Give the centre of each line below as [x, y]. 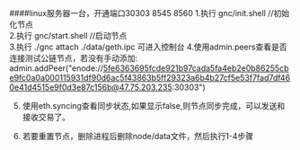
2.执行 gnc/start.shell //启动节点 [68, 35]
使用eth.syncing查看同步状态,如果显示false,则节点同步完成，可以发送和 [154, 106]
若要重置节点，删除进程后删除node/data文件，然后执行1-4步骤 [138, 136]
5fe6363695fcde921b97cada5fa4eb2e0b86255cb [196, 68]
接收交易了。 [46, 117]
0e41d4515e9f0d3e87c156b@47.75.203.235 [91, 87]
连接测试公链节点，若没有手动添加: [74, 58]
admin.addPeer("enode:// [56, 68]
